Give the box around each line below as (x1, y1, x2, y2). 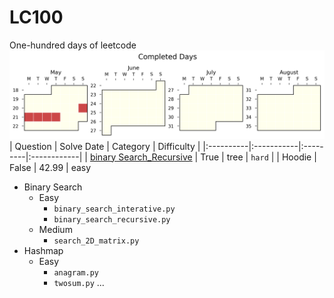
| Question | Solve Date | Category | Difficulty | (9, 140, 201, 152)
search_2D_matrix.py (53, 236, 140, 246)
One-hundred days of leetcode (9, 39, 137, 51)
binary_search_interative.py (53, 204, 176, 214)
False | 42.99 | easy (9, 161, 92, 173)
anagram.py (53, 267, 99, 278)
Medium (38, 223, 73, 235)
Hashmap (23, 244, 64, 256)
